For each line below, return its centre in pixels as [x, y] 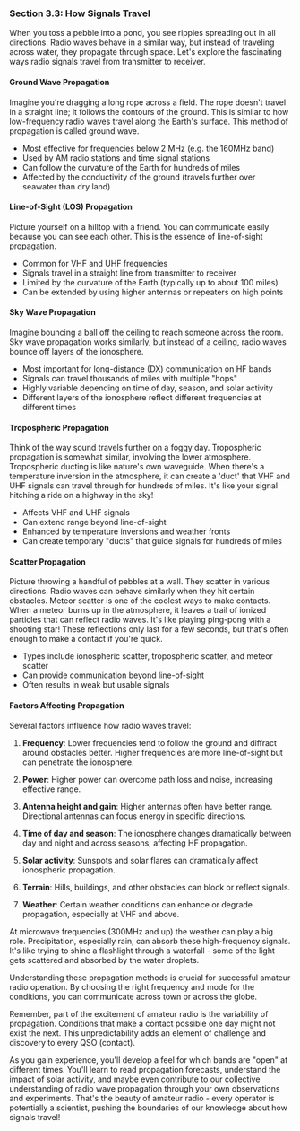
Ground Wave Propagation [60, 82]
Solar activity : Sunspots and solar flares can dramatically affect [140, 860]
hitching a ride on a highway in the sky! [81, 495]
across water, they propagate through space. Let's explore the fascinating [146, 52]
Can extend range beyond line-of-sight [94, 522]
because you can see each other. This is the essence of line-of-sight [136, 236]
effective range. [51, 789]
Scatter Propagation [48, 561]
